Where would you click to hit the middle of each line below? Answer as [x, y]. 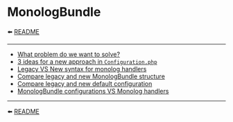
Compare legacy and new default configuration [85, 83]
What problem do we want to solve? [68, 54]
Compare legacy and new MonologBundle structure [91, 76]
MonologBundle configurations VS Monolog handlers [93, 91]
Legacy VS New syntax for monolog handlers [82, 69]
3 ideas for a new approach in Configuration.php [87, 61]
